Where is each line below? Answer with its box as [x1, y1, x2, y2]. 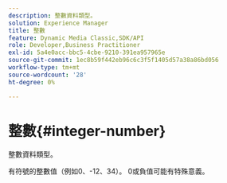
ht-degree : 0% [8, 78, 56, 86]
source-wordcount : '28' [8, 71, 88, 79]
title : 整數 [8, 26, 45, 34]
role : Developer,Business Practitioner [8, 41, 141, 49]
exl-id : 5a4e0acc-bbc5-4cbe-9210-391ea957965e [8, 49, 166, 56]
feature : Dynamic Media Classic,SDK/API [8, 33, 145, 42]
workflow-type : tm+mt [8, 64, 80, 72]
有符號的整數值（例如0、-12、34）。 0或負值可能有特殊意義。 [8, 166, 209, 176]
